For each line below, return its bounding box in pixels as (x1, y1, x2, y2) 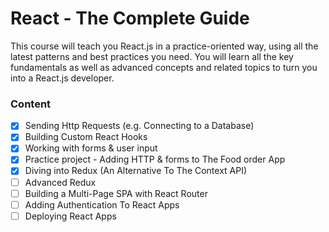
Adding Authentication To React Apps (24, 198, 180, 211)
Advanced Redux (24, 176, 97, 188)
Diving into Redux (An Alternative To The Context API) (24, 165, 248, 177)
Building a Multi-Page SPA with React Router (24, 187, 208, 199)
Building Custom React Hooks (24, 131, 148, 143)
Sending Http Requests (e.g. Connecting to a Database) (24, 120, 255, 132)
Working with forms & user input (24, 142, 158, 154)
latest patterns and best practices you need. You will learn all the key (10, 50, 294, 62)
